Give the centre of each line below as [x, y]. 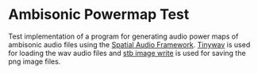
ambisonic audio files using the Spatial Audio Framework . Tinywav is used [129, 44]
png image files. [35, 61]
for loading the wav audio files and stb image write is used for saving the [127, 53]
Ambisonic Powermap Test [99, 15]
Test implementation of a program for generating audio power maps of [123, 36]
